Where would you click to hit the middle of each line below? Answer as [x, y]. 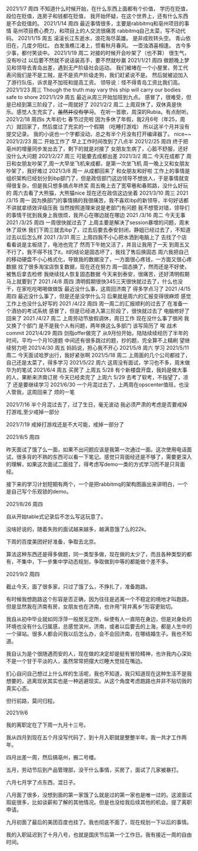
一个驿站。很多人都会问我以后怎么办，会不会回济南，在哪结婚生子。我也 [94, 634]
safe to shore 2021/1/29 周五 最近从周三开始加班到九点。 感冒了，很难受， [96, 97]
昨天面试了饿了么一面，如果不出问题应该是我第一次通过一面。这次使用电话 [96, 449]
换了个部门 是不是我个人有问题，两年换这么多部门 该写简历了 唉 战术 [94, 326]
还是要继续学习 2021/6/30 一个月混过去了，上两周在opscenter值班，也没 [101, 385]
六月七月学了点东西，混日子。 [42, 782]
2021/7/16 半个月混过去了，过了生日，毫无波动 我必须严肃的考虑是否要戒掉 [97, 405]
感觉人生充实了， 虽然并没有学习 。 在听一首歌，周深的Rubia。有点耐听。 [104, 112]
